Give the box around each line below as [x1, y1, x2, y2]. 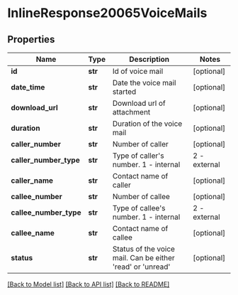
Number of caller [112, 139, 169, 149]
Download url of [112, 98, 166, 108]
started [112, 87, 137, 97]
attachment [112, 107, 151, 117]
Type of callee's [112, 203, 166, 213]
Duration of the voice [112, 119, 183, 129]
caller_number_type [11, 155, 80, 165]
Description [129, 55, 170, 64]
